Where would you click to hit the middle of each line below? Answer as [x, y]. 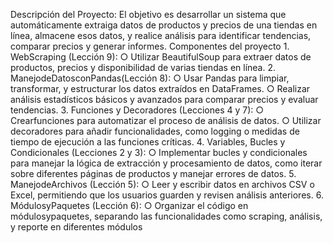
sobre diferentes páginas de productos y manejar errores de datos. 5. [153, 173]
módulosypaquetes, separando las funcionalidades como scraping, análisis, [166, 216]
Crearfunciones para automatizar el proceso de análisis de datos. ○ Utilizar [166, 120]
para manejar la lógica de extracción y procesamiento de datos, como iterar [166, 163]
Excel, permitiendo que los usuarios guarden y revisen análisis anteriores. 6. [167, 195]
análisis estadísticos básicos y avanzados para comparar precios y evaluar [164, 99]
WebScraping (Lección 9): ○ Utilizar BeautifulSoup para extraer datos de [161, 57]
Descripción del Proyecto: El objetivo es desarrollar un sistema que [148, 14]
